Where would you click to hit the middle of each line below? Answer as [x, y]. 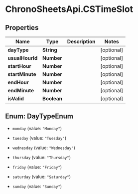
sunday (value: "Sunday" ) [37, 186]
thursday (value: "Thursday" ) [42, 157]
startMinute [22, 74]
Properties [22, 28]
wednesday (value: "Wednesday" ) [44, 148]
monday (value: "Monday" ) [37, 128]
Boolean [52, 98]
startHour [19, 66]
